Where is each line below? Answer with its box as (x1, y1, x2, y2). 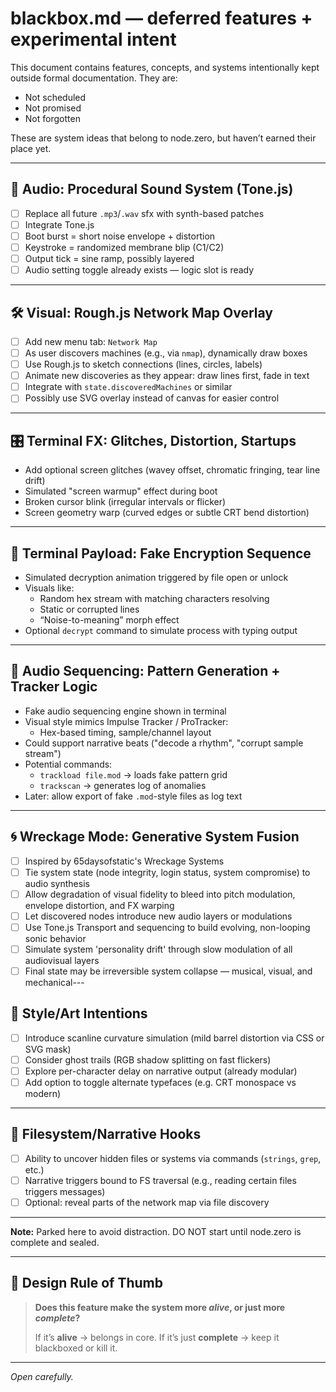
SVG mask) (24, 1043, 72, 1055)
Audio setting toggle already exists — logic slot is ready (24, 264, 255, 276)
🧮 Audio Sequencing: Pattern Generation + (10, 663, 281, 680)
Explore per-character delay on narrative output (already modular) (24, 1065, 298, 1077)
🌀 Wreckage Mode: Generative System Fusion (10, 828, 300, 846)
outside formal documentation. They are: (10, 72, 178, 84)
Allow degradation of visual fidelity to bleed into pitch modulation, (24, 888, 296, 900)
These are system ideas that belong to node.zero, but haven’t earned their (10, 132, 317, 144)
